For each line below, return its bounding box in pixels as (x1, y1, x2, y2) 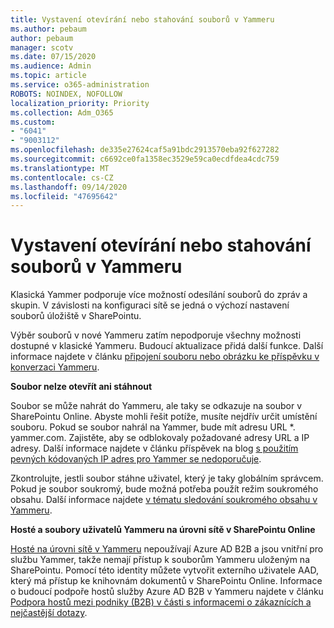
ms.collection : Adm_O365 (10, 107, 114, 118)
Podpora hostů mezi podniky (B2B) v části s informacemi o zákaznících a (10, 596, 312, 608)
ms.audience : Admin (10, 61, 92, 71)
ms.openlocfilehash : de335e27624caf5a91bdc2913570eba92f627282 (10, 145, 280, 155)
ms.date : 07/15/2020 (10, 52, 97, 62)
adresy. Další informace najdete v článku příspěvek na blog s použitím (10, 442, 299, 455)
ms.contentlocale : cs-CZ (10, 172, 114, 183)
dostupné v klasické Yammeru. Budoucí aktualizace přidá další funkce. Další (10, 340, 324, 352)
